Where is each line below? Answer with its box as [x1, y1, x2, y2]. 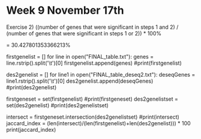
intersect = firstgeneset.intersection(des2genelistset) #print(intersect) [6, 113, 180, 120]
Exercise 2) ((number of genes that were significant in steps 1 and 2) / [6, 23, 179, 31]
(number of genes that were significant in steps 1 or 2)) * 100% [6, 29, 162, 37]
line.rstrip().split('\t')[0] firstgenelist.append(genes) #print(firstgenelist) [6, 59, 182, 67]
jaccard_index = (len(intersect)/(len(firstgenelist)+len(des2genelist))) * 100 [6, 119, 191, 126]
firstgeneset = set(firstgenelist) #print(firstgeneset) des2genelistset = [6, 95, 179, 102]
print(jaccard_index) [6, 126, 56, 133]
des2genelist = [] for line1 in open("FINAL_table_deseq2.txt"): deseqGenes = [6, 71, 196, 78]
